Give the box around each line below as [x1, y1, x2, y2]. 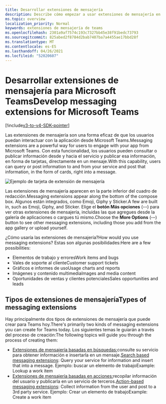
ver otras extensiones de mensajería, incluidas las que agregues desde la [5, 209, 155, 215]
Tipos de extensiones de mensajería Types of [5, 295, 147, 303]
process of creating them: [5, 337, 58, 343]
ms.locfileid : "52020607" [5, 53, 58, 58]
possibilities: [5, 245, 31, 251]
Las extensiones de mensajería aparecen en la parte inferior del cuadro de [5, 188, 157, 194]
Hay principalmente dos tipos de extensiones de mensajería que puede [5, 316, 151, 322]
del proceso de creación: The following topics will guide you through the [5, 332, 152, 338]
